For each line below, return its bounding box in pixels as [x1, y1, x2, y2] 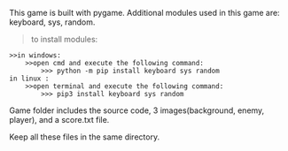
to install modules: [30, 34, 98, 44]
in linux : [9, 74, 50, 83]
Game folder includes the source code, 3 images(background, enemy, [9, 105, 265, 116]
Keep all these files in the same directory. [9, 132, 160, 142]
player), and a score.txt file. [9, 115, 110, 125]
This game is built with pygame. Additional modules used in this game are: [9, 8, 281, 18]
